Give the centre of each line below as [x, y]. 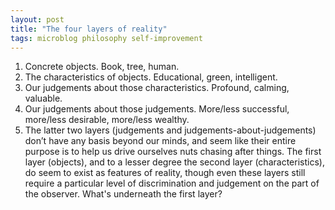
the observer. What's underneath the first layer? [123, 194]
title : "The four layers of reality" [89, 29]
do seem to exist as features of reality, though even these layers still [165, 173]
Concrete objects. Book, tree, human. [102, 67]
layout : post [37, 19]
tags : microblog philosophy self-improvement [106, 38]
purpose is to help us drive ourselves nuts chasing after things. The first [173, 152]
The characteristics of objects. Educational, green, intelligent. [151, 77]
